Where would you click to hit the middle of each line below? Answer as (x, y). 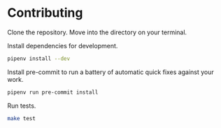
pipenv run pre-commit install (53, 92)
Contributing (45, 13)
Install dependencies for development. (63, 45)
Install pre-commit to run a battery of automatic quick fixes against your (111, 72)
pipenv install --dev (39, 58)
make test (22, 118)
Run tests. (22, 106)
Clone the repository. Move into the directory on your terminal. (97, 32)
